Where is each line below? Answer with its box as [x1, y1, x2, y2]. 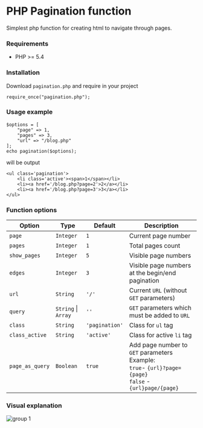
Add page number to [129, 341, 188, 349]
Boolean [55, 363, 77, 370]
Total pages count [129, 241, 181, 250]
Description [144, 221, 179, 230]
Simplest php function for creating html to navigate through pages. [6, 24, 172, 32]
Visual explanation [6, 401, 62, 410]
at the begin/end [129, 269, 176, 277]
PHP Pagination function [6, 4, 132, 18]
